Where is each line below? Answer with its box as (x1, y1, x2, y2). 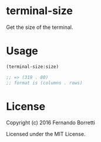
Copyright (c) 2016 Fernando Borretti (6, 119, 95, 126)
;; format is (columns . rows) (6, 80, 83, 86)
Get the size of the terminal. (6, 24, 73, 31)
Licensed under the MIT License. (6, 131, 86, 138)
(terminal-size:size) (6, 64, 59, 70)
